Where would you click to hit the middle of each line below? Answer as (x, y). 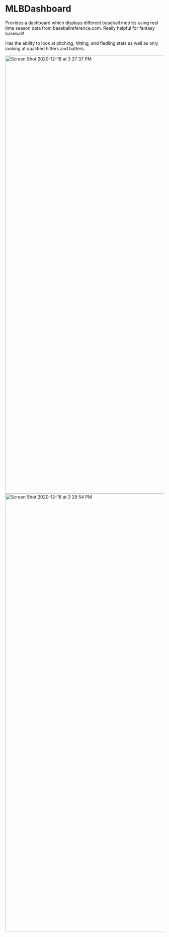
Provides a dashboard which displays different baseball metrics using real (82, 23)
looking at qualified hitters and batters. (45, 48)
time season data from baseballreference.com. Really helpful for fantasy (80, 28)
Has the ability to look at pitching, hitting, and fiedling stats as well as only (82, 43)
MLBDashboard (38, 9)
